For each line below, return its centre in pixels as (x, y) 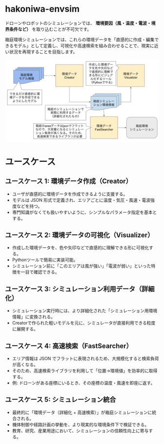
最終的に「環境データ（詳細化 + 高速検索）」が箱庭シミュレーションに (82, 412)
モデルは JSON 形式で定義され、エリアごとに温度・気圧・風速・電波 (81, 200)
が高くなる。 (25, 365)
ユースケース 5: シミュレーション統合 (61, 400)
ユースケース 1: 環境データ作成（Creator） (69, 181)
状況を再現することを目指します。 (43, 52)
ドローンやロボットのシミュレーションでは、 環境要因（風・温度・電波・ (78, 23)
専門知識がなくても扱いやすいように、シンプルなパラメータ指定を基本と (84, 212)
